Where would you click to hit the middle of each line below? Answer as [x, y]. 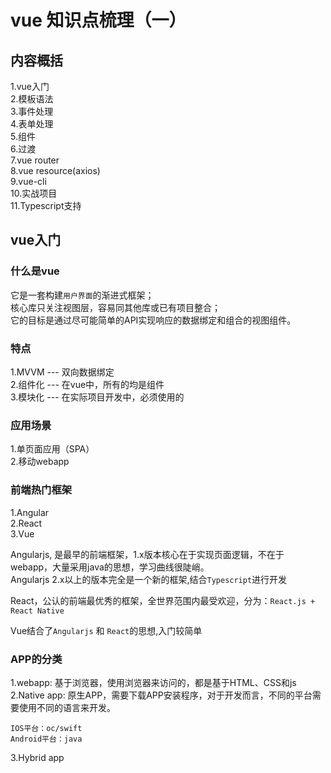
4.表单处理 [32, 124]
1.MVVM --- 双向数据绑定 [62, 372]
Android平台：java [46, 739]
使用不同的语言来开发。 [67, 707]
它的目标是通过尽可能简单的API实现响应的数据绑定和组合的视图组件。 [153, 320]
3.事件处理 [32, 111]
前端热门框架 [41, 490]
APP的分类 [36, 659]
